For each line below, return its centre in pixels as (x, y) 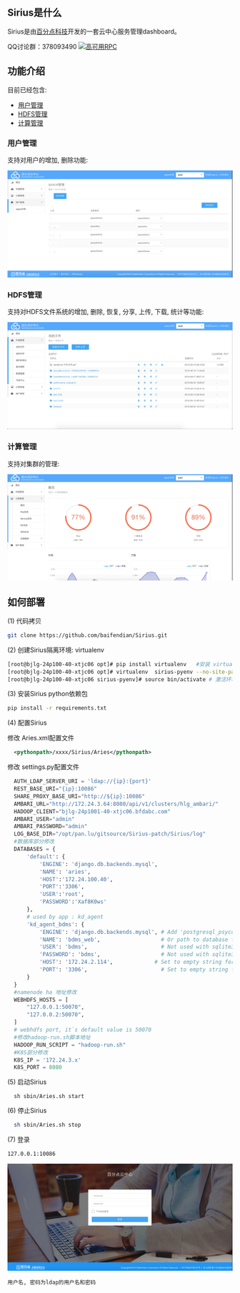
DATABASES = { (35, 849)
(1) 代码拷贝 (24, 620)
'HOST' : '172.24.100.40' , (76, 879)
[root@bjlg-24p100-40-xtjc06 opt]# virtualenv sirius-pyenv (100, 672)
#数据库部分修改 (34, 842)
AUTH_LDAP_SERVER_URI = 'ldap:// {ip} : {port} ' (83, 781)
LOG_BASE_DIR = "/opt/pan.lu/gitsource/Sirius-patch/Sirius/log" (110, 834)
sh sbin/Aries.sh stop (47, 1125)
